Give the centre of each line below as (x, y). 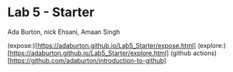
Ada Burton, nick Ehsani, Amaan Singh (64, 32)
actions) (205, 53)
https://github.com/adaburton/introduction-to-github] (88, 60)
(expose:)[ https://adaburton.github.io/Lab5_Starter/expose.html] (102, 45)
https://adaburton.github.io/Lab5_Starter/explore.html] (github (100, 53)
